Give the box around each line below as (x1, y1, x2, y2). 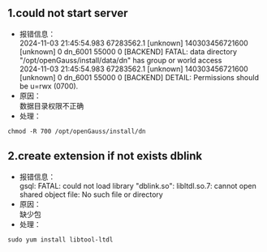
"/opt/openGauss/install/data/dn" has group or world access (19, 55, 222, 65)
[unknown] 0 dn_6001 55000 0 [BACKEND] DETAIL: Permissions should (19, 72, 259, 82)
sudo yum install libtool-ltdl (7, 235, 114, 244)
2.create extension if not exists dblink (7, 149, 203, 163)
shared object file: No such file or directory (19, 190, 163, 199)
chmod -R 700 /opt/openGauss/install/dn (7, 127, 147, 135)
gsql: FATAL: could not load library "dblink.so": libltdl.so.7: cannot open (19, 181, 256, 190)
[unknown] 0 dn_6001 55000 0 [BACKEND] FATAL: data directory (19, 46, 237, 56)
